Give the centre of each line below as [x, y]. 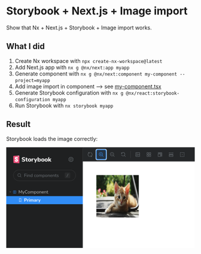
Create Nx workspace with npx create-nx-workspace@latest [89, 61]
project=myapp [32, 80]
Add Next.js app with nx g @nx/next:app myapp [72, 67]
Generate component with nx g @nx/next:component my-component [96, 74]
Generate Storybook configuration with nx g [69, 93]
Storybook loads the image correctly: [52, 138]
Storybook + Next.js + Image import [97, 11]
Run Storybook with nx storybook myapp [64, 105]
